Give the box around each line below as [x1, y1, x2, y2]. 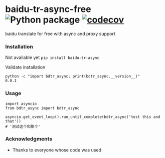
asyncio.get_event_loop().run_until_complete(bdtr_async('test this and [5, 114, 160, 119]
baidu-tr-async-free [5, 3, 91, 15]
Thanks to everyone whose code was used [12, 146, 102, 153]
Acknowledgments [5, 135, 53, 142]
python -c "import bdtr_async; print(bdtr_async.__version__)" [5, 74, 140, 79]
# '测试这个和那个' [5, 124, 41, 129]
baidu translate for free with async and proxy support [5, 30, 115, 36]
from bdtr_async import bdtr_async [5, 105, 80, 110]
